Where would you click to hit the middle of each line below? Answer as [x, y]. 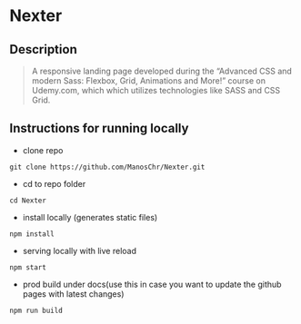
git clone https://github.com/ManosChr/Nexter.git [107, 167]
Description [43, 49]
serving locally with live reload [80, 250]
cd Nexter [28, 201]
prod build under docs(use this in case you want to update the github [152, 284]
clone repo [43, 150]
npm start [28, 267]
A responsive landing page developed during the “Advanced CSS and [162, 71]
